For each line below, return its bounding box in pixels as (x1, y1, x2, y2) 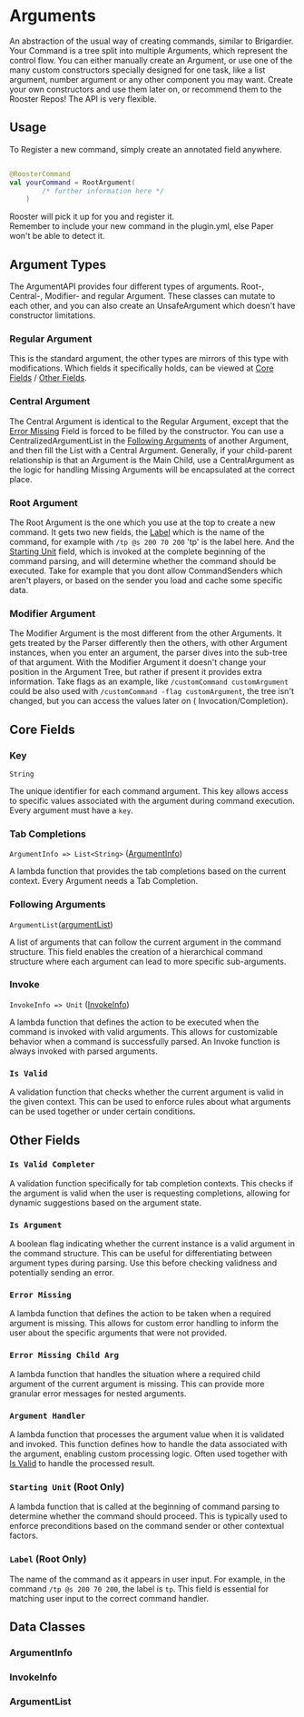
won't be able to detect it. (9, 231, 105, 242)
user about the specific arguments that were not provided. (9, 1327, 228, 1338)
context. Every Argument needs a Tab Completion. (9, 876, 199, 887)
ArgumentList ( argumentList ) (9, 918, 113, 929)
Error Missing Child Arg (9, 1350, 120, 1361)
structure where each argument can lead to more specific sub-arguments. (9, 956, 287, 967)
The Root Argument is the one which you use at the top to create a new (9, 517, 276, 528)
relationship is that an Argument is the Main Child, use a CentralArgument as (9, 454, 295, 465)
